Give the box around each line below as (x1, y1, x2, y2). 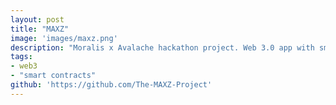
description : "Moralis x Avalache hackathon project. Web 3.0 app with (10, 42, 315, 53)
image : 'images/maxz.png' (10, 33, 118, 43)
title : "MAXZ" (10, 24, 70, 34)
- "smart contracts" (10, 71, 97, 81)
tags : (10, 52, 33, 62)
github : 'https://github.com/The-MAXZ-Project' (10, 80, 213, 90)
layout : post (10, 14, 65, 25)
